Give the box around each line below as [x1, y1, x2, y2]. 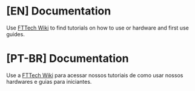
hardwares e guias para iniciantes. [6, 78, 92, 85]
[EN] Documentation [6, 4, 111, 18]
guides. [6, 30, 25, 37]
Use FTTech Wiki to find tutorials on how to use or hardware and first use [6, 24, 189, 31]
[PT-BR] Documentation [6, 52, 129, 66]
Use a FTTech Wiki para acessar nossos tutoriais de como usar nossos [6, 71, 183, 79]
